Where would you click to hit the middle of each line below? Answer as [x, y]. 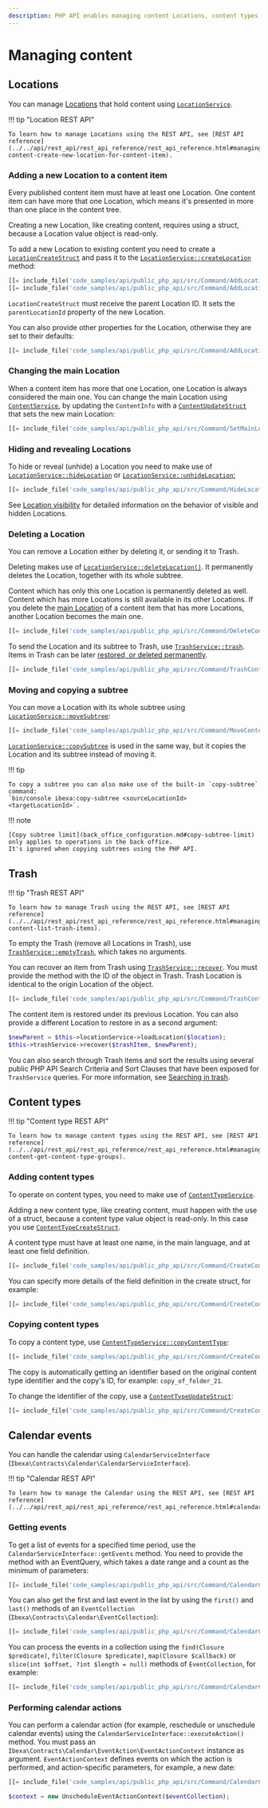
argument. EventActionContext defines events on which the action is [120, 1759]
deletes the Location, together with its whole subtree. [96, 576]
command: [23, 792]
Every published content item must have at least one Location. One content [132, 192]
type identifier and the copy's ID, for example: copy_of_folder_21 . [116, 1380]
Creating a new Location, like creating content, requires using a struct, [124, 225]
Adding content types [51, 1177]
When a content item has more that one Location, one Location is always [128, 388]
